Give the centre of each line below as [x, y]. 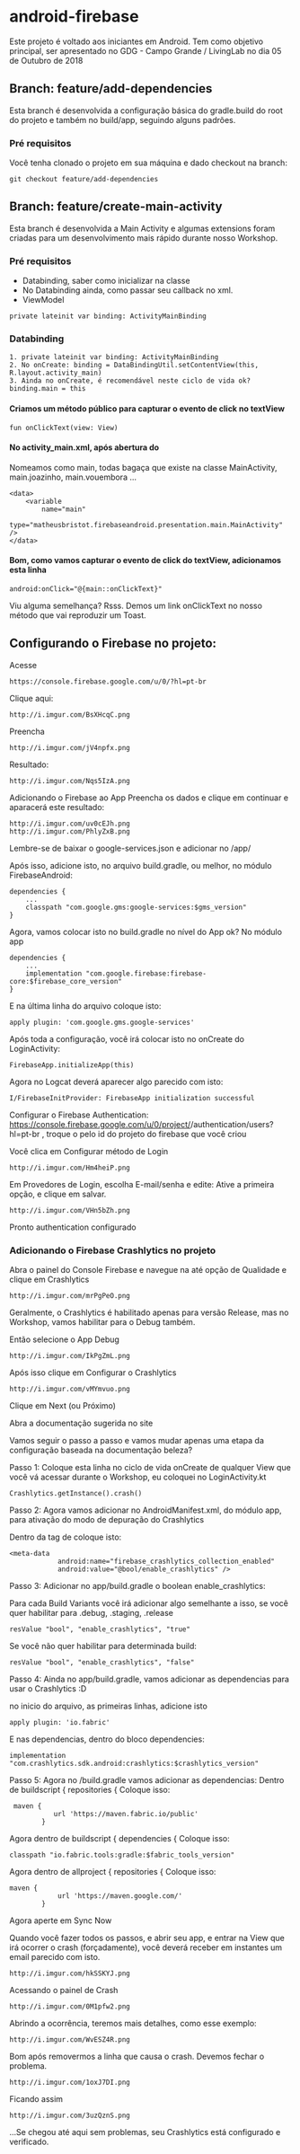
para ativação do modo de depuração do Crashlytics [107, 1520]
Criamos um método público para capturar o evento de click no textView [147, 409]
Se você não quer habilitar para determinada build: [103, 1646]
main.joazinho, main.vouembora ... [73, 477]
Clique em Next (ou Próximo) [63, 1406]
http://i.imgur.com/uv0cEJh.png [70, 824]
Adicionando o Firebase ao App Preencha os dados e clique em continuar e [149, 798]
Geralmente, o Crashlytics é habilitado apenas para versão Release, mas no [149, 1312]
